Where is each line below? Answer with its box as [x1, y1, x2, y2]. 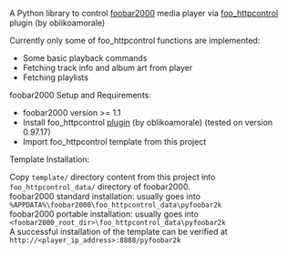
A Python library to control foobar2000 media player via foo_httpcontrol [9, 8, 279, 18]
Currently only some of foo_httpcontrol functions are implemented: [9, 36, 261, 46]
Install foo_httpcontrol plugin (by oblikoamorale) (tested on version [22, 117, 273, 127]
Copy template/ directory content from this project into [9, 172, 216, 182]
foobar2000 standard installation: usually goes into [9, 191, 201, 201]
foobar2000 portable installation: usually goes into [9, 208, 199, 219]
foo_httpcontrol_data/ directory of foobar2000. [9, 181, 191, 192]
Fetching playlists [22, 72, 89, 83]
